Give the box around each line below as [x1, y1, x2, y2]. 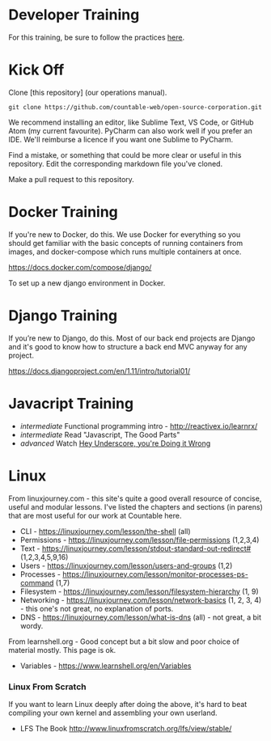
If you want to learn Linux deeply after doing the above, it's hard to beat [8, 699, 248, 709]
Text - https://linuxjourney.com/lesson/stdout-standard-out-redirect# [19, 544, 252, 553]
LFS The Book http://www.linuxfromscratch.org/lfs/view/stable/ [19, 723, 232, 733]
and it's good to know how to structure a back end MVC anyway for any [8, 341, 248, 351]
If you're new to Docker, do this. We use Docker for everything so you [8, 229, 241, 239]
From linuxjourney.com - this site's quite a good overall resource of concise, [8, 493, 262, 503]
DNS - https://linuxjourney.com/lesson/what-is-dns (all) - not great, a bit [19, 612, 261, 622]
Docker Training [8, 203, 119, 222]
